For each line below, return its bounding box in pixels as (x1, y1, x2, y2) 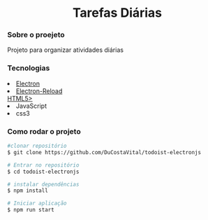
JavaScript (16, 102, 47, 110)
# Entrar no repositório (7, 161, 80, 169)
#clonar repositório (7, 142, 68, 150)
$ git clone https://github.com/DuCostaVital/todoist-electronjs (7, 149, 201, 156)
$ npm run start (7, 207, 54, 214)
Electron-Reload (16, 86, 63, 95)
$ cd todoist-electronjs (7, 168, 80, 175)
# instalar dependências (7, 181, 80, 188)
